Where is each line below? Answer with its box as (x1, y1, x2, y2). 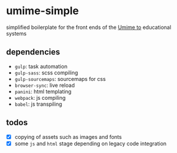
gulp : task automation (14, 63, 68, 70)
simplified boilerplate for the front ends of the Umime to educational (6, 24, 172, 31)
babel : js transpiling (14, 100, 63, 108)
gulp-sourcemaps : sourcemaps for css (14, 75, 106, 82)
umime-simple (6, 4, 79, 18)
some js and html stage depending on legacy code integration (14, 140, 167, 147)
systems (6, 30, 27, 37)
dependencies (6, 47, 60, 57)
